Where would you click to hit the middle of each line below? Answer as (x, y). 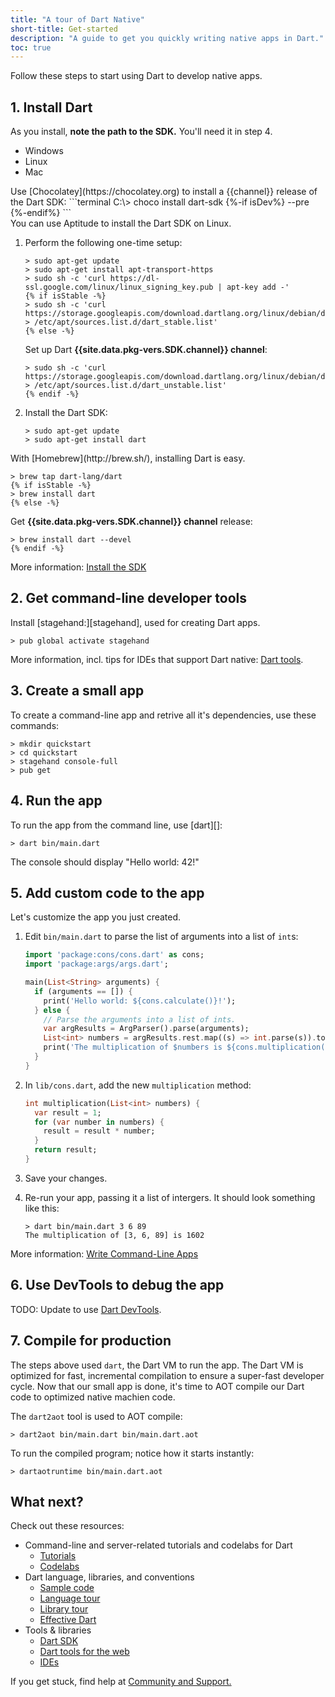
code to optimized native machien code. (93, 1397)
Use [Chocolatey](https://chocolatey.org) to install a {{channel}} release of (164, 192)
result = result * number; (99, 1131)
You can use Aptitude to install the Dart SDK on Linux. (121, 223)
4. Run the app (56, 801)
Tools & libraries (58, 1630)
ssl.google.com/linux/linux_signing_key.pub (119, 287)
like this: (42, 1208)
